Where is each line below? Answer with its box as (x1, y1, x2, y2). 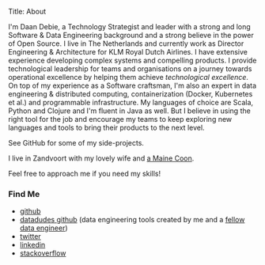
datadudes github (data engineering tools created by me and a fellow (19, 215, 245, 225)
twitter (19, 232, 41, 241)
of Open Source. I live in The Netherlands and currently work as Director (8, 39, 244, 48)
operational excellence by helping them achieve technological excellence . (8, 73, 249, 81)
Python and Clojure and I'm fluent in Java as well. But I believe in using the (8, 106, 251, 115)
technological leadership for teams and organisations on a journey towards (8, 64, 252, 74)
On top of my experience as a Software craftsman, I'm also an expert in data (8, 81, 257, 90)
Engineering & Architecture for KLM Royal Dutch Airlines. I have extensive (8, 47, 248, 56)
